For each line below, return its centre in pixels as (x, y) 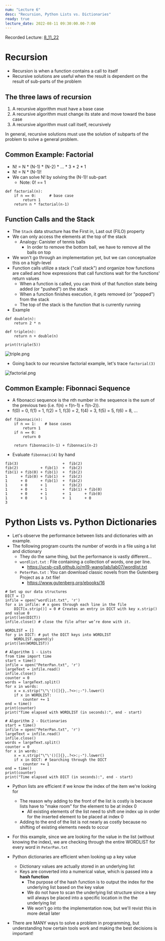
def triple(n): (21, 332)
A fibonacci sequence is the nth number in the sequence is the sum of (83, 400)
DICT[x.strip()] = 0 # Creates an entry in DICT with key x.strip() (86, 609)
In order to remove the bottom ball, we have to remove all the (89, 247)
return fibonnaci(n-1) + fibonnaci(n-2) (56, 446)
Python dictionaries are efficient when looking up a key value (74, 857)
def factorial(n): (24, 191)
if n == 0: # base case (44, 196)
